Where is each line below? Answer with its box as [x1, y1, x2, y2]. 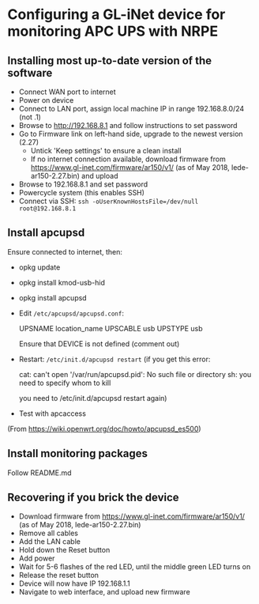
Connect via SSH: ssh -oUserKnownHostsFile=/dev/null [18, 196, 199, 206]
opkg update [18, 262, 61, 272]
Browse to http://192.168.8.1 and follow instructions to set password [18, 121, 238, 130]
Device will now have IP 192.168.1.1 [18, 579, 131, 588]
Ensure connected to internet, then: [7, 247, 123, 256]
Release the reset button [18, 571, 99, 580]
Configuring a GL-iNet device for [7, 6, 226, 24]
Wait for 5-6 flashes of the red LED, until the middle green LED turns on [18, 562, 251, 572]
